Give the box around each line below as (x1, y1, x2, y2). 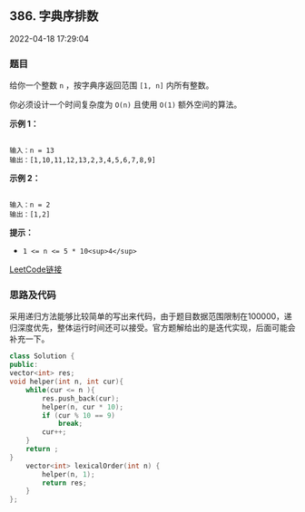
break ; (57, 420, 84, 429)
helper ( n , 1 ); (42, 469, 95, 478)
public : (9, 361, 39, 370)
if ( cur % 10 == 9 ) (42, 411, 116, 420)
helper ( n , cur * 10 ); (42, 402, 124, 411)
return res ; (42, 478, 88, 488)
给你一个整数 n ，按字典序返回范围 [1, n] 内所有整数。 (9, 80, 214, 91)
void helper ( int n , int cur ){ (9, 377, 124, 387)
